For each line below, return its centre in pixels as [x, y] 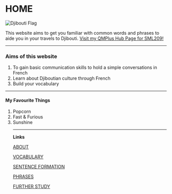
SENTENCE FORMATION [39, 167]
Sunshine [23, 123]
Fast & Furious [28, 117]
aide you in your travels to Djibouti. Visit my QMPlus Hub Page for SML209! [84, 38]
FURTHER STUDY [31, 186]
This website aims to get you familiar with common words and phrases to [82, 33]
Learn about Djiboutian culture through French [62, 78]
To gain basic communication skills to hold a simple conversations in [85, 67]
